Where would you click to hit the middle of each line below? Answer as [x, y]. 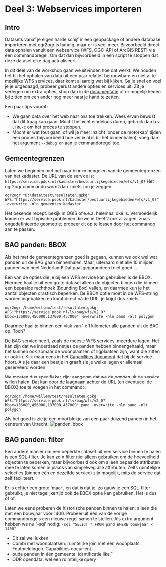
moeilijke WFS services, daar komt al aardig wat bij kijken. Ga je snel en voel [83, 81]
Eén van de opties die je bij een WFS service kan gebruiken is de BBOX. [79, 277]
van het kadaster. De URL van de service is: [50, 176]
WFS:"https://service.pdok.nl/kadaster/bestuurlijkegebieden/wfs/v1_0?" [82, 200]
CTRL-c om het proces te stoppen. [47, 127]
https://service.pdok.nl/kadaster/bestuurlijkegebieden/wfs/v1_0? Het [80, 181]
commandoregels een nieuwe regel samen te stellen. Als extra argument [79, 519]
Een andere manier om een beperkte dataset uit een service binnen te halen [83, 452]
